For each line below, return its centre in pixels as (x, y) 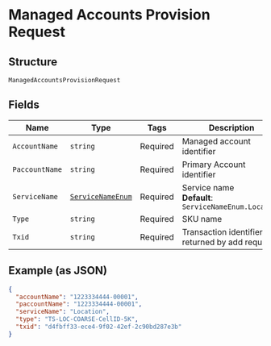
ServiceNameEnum (101, 196)
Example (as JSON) (58, 271)
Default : (198, 198)
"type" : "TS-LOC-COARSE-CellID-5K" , (77, 319)
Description (231, 127)
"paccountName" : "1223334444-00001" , (79, 304)
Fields (24, 105)
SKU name (202, 219)
